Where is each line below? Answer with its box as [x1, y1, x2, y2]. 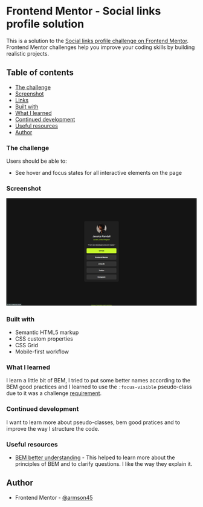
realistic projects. [6, 50, 50, 57]
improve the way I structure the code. [6, 425, 100, 432]
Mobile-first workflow [14, 348, 69, 355]
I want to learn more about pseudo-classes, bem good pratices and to [6, 419, 181, 426]
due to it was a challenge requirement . [6, 390, 102, 397]
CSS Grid [14, 342, 38, 349]
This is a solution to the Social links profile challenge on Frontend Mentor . [6, 37, 189, 44]
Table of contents [6, 68, 74, 78]
